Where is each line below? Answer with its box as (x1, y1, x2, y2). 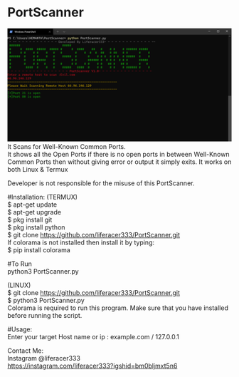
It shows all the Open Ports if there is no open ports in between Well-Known (7, 150, 230, 158)
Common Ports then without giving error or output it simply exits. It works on (7, 157, 232, 166)
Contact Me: (7, 346, 44, 355)
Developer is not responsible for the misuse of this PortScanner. (7, 179, 195, 187)
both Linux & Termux (7, 165, 68, 173)
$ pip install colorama (7, 245, 71, 254)
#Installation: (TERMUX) (7, 192, 78, 201)
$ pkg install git (7, 215, 53, 224)
